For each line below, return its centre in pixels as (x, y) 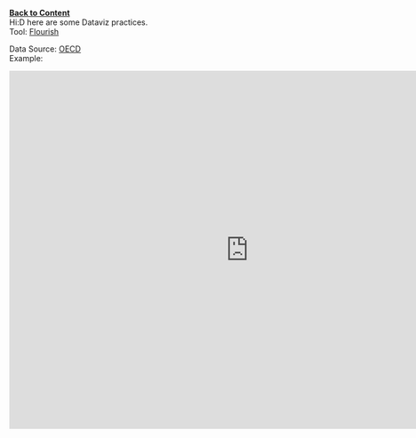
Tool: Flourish (34, 32)
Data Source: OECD (45, 49)
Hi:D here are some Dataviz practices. (79, 22)
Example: (26, 58)
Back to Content (40, 13)
